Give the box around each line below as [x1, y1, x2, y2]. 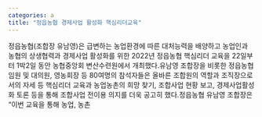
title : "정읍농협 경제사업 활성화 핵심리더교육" [8, 19, 142, 27]
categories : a [8, 11, 55, 19]
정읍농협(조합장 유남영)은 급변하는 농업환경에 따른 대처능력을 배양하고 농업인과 [8, 41, 249, 51]
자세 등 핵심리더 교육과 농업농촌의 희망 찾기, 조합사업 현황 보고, [22, 80, 215, 90]
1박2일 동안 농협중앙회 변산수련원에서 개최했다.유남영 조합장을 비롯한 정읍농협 [16, 60, 254, 70]
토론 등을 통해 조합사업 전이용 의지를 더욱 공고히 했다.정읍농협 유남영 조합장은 [16, 90, 253, 99]
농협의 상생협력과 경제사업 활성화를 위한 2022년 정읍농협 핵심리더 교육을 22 [8, 51, 241, 60]
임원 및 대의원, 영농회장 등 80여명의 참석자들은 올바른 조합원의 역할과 [8, 70, 220, 80]
